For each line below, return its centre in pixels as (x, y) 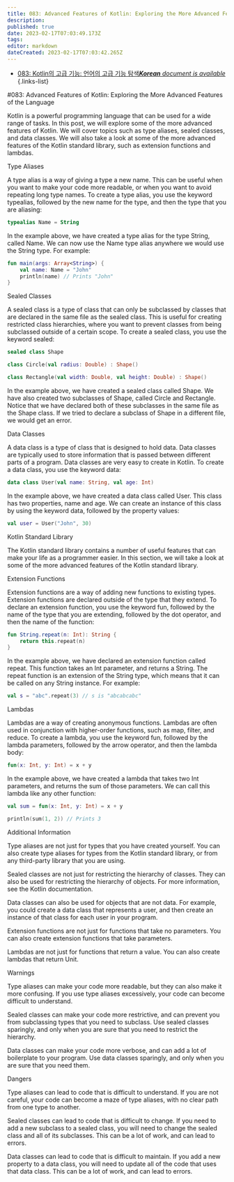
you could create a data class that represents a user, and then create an (110, 910)
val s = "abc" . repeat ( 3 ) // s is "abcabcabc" (74, 696)
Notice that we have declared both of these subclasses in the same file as (113, 405)
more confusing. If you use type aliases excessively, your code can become (116, 993)
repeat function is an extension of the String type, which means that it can (114, 676)
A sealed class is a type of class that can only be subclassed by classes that (117, 310)
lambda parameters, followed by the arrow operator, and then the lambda (112, 745)
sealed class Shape (36, 352)
